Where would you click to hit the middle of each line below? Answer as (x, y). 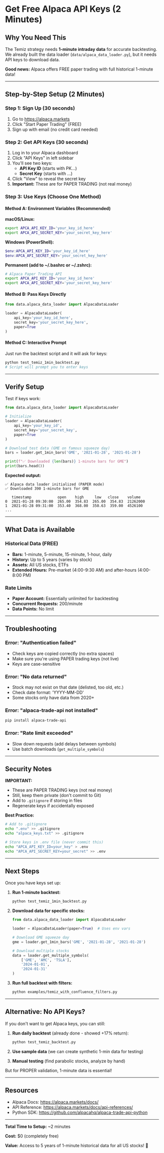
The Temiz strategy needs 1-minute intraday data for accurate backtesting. (81, 49)
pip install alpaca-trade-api (36, 721)
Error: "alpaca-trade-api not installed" (52, 710)
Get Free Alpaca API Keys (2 (63, 9)
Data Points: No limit (33, 609)
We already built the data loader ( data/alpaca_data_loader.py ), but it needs (81, 54)
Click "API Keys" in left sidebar (43, 158)
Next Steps (22, 871)
